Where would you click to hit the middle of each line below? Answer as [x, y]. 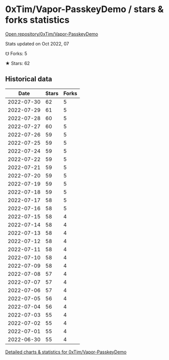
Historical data [29, 79]
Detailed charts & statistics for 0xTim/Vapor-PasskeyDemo [66, 352]
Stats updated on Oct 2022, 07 [37, 43]
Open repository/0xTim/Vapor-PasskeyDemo [52, 34]
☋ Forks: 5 [16, 53]
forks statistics [37, 20]
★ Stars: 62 [18, 63]
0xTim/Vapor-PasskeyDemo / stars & [84, 9]
